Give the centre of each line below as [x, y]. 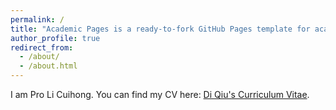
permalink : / [37, 19]
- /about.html [48, 66]
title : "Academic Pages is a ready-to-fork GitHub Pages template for [160, 29]
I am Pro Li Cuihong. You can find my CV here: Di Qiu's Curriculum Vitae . [160, 94]
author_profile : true [55, 38]
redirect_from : [42, 47]
